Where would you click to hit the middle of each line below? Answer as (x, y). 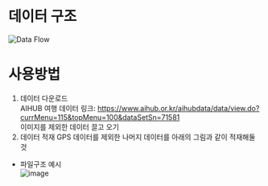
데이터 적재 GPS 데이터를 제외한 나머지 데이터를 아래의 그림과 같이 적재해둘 (138, 137)
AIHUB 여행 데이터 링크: (58, 108)
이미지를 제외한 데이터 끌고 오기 (69, 126)
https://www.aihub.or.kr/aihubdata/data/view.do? (179, 108)
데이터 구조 (43, 17)
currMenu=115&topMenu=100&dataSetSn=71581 (100, 117)
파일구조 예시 (41, 164)
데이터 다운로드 (44, 98)
